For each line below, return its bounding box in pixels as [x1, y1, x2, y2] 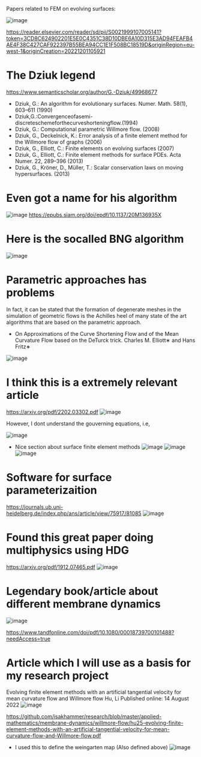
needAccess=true [6, 635, 51, 642]
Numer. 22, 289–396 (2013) [14, 157, 84, 165]
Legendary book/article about [6, 584, 158, 598]
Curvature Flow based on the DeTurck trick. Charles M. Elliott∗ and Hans [14, 336, 196, 344]
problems [6, 286, 55, 299]
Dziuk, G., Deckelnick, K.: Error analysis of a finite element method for [14, 132, 188, 139]
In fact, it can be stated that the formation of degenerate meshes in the [6, 306, 181, 313]
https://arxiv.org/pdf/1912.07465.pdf [6, 563, 96, 570]
